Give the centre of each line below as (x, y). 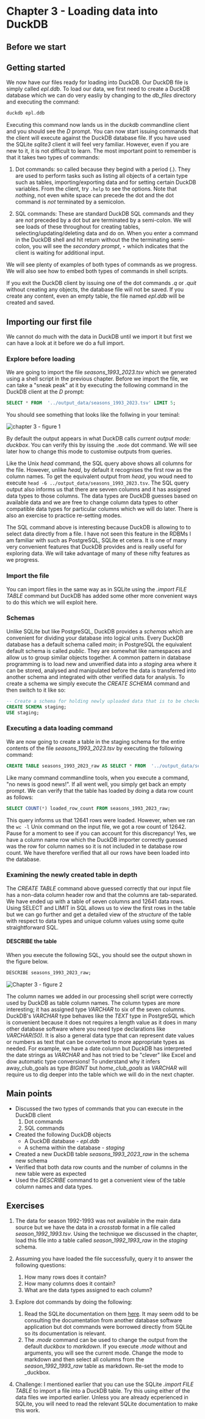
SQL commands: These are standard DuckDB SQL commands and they (104, 214)
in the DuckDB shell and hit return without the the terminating (92, 240)
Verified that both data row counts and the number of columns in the (101, 1167)
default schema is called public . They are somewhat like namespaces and (99, 651)
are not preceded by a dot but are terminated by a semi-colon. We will (103, 220)
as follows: (20, 797)
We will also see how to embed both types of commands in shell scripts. (97, 271)
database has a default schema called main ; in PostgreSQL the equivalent (99, 644)
